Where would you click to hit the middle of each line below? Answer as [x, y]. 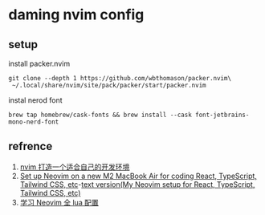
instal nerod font [35, 100]
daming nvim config [76, 15]
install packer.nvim [39, 63]
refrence [31, 146]
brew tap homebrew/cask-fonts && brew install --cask [100, 115]
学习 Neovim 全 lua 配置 [59, 202]
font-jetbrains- [222, 115]
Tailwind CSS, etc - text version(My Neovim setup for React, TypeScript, [137, 184]
